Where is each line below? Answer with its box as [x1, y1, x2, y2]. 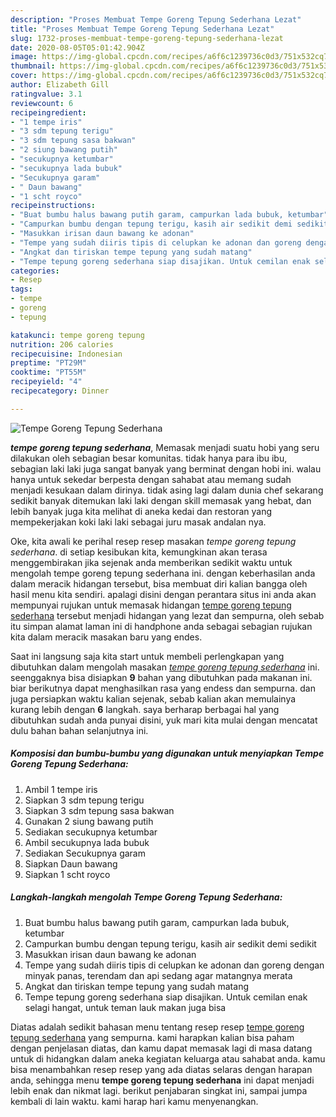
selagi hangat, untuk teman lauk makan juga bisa [24, 1001, 227, 1013]
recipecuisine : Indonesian [10, 349, 123, 359]
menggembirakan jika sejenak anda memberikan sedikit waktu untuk [10, 556, 293, 568]
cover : [10, 71, 38, 81]
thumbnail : [10, 61, 56, 71]
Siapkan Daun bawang [24, 857, 118, 870]
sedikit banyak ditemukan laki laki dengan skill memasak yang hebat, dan [10, 494, 312, 506]
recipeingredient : [10, 107, 87, 118]
